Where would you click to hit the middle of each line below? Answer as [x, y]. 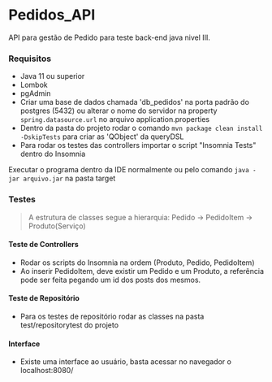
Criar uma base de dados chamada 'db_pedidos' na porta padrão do [135, 102]
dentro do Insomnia [53, 154]
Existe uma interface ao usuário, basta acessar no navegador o [125, 362]
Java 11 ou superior [52, 76]
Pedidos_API [52, 15]
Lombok [34, 85]
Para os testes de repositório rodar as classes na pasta [112, 316]
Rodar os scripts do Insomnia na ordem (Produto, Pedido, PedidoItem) [137, 263]
